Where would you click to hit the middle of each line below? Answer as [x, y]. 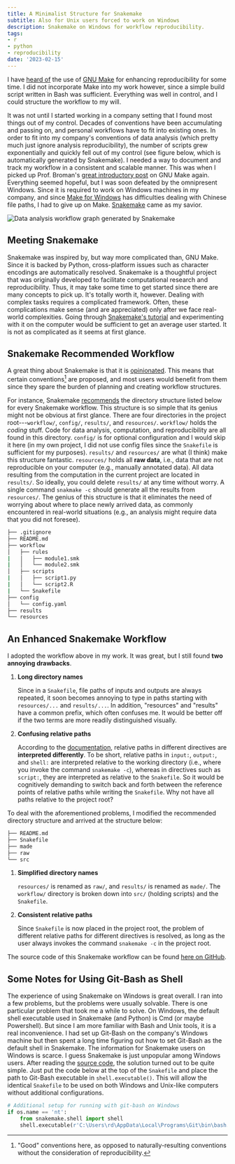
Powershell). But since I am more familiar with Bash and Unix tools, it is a [112, 1026]
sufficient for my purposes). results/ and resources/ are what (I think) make [117, 452]
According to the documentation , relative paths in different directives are [122, 747]
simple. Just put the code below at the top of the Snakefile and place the [113, 1071]
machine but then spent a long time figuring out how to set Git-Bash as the [115, 1041]
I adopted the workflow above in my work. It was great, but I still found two [115, 656]
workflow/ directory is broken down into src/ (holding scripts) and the [118, 894]
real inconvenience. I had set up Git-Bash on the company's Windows [108, 1033]
